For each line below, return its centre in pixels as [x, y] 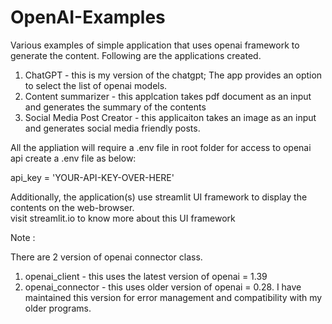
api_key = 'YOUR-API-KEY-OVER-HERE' [92, 177]
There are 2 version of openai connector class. [106, 257]
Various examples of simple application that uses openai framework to [155, 45]
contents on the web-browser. [72, 207]
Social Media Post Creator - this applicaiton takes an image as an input [170, 117]
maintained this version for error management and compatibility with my [173, 297]
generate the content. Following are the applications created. [136, 55]
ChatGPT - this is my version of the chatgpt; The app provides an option [173, 75]
